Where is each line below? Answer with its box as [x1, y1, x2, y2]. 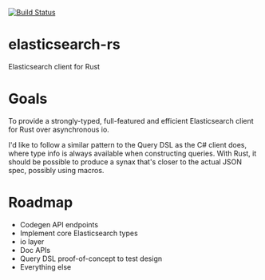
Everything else [19, 262, 72, 271]
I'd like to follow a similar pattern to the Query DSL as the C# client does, [8, 140, 247, 149]
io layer [19, 236, 45, 246]
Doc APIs [19, 245, 50, 254]
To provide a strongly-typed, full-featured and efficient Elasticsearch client [8, 116, 254, 125]
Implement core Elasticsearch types [19, 228, 138, 238]
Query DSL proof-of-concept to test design [19, 254, 162, 263]
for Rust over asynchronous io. [8, 124, 109, 134]
